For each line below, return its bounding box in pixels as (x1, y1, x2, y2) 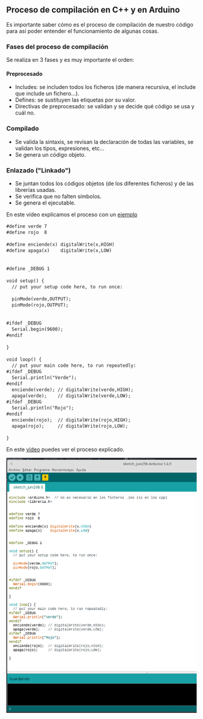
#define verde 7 (6, 223, 47, 229)
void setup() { (6, 278, 45, 284)
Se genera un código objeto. (14, 151, 86, 158)
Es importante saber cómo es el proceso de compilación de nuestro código (6, 21, 193, 28)
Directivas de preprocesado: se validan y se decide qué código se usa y (14, 103, 195, 110)
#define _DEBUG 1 (6, 266, 50, 272)
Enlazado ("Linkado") (6, 166, 71, 174)
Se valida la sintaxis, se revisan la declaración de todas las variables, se (14, 138, 194, 145)
